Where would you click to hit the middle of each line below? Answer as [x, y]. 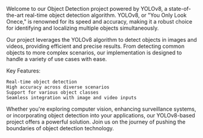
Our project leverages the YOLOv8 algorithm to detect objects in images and [101, 40]
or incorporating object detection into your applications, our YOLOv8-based [101, 115]
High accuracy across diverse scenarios [58, 87]
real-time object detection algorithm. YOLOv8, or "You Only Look [106, 15]
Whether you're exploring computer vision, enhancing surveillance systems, [101, 109]
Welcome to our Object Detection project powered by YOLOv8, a [87, 9]
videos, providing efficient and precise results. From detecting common [95, 46]
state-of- [180, 9]
